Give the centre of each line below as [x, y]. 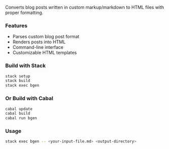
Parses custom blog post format [46, 37]
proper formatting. [24, 13]
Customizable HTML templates [45, 53]
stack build [18, 81]
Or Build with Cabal [29, 99]
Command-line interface [38, 47]
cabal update [19, 109]
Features [16, 26]
